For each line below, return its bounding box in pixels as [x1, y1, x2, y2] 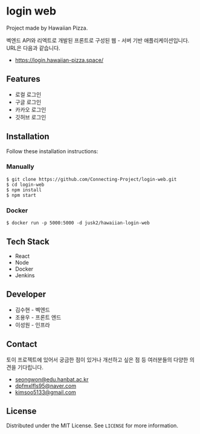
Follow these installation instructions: [6, 147, 98, 155]
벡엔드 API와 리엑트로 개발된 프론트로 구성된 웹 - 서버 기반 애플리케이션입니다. [6, 36, 190, 44]
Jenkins [15, 271, 35, 279]
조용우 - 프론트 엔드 [15, 314, 62, 321]
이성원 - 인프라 [15, 321, 50, 328]
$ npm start [6, 192, 36, 198]
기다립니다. [17, 363, 44, 370]
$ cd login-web [6, 182, 45, 188]
